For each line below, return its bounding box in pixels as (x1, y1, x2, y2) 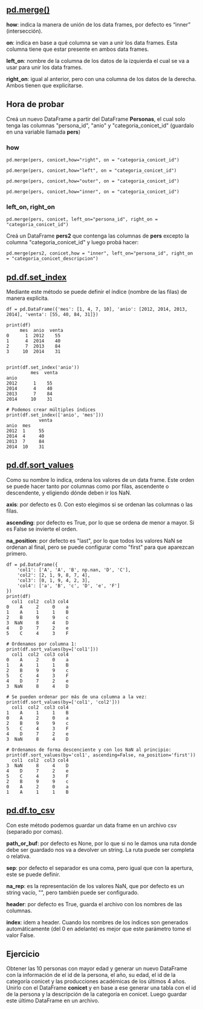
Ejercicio (6, 949, 40, 959)
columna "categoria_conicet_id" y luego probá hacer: (6, 239, 139, 246)
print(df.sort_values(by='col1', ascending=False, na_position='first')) (6, 752, 196, 758)
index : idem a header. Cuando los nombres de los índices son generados (6, 918, 188, 926)
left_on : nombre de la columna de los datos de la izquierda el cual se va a (6, 57, 189, 64)
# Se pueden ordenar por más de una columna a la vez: (6, 693, 147, 700)
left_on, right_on (6, 203, 56, 211)
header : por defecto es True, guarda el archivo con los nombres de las (6, 900, 182, 907)
